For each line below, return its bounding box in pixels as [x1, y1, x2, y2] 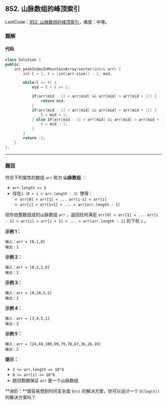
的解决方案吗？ [5, 394, 36, 400]
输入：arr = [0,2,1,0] [5, 265, 50, 270]
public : [5, 62, 21, 67]
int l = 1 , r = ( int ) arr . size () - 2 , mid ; [23, 71, 112, 76]
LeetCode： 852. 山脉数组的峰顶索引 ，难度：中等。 [5, 19, 110, 25]
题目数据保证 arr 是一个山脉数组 [12, 377, 79, 383]
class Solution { [5, 57, 41, 62]
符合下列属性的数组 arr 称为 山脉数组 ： [5, 174, 87, 181]
